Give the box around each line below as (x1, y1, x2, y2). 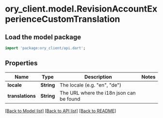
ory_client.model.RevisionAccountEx (5, 3, 158, 15)
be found (60, 95, 81, 102)
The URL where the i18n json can (60, 89, 136, 96)
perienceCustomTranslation (5, 14, 120, 25)
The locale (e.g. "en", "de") (60, 81, 122, 88)
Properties (5, 59, 38, 67)
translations (7, 92, 36, 99)
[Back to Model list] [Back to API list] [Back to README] (5, 108, 116, 114)
